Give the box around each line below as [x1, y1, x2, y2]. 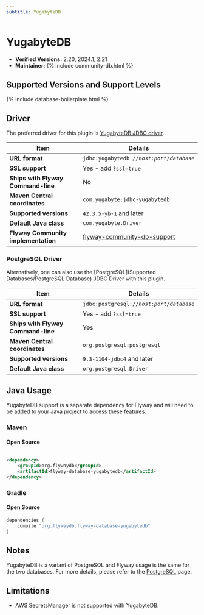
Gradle [6, 488, 27, 497]
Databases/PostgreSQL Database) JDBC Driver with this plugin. [6, 275, 165, 282]
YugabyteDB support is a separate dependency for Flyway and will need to [6, 402, 194, 409]
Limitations [6, 586, 50, 596]
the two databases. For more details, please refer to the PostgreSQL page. [6, 568, 192, 575]
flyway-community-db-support [83, 233, 175, 241]
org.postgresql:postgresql [83, 342, 161, 349]
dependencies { [6, 517, 45, 524]
